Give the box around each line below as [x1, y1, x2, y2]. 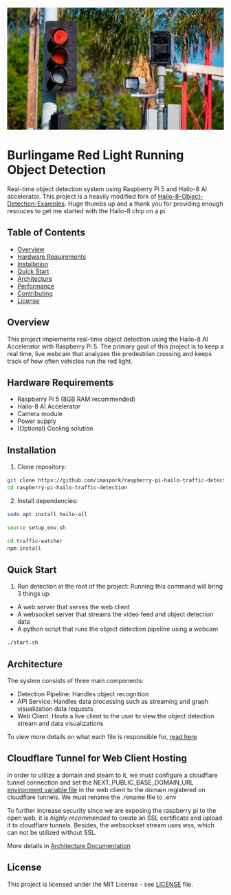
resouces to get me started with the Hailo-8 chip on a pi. [7, 206, 167, 215]
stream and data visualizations [16, 719, 104, 727]
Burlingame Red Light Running [7, 148, 184, 163]
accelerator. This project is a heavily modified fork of [7, 192, 157, 200]
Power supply [16, 417, 56, 425]
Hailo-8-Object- [157, 192, 203, 200]
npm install [7, 544, 41, 552]
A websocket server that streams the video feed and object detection [16, 610, 214, 618]
